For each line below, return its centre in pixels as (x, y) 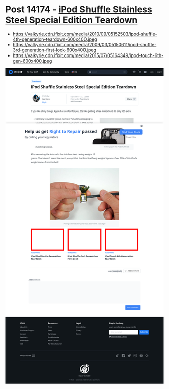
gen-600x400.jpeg (32, 61)
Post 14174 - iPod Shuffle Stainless (79, 9)
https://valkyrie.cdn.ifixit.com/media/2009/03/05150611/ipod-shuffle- (84, 44)
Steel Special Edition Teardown (71, 20)
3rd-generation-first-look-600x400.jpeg (54, 50)
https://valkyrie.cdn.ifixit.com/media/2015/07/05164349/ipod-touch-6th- (88, 55)
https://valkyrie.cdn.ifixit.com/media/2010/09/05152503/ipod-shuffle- (85, 34)
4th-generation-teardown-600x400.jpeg (55, 39)
